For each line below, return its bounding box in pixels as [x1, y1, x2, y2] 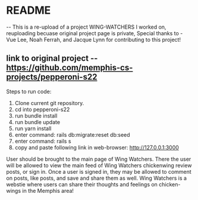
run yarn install [14, 125, 52, 132]
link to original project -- [6, 53, 98, 63]
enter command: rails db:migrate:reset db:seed [14, 131, 130, 138]
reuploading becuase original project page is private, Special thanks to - [6, 29, 183, 36]
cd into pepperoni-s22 [14, 106, 70, 113]
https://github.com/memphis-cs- [6, 63, 133, 73]
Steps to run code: [6, 88, 52, 95]
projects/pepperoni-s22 [6, 72, 98, 82]
